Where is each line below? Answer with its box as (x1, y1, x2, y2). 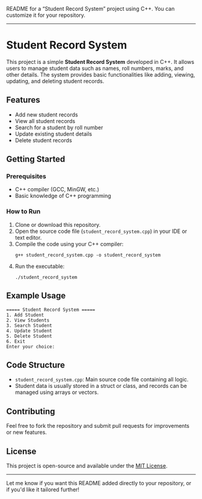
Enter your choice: (6, 343, 55, 349)
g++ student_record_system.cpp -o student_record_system (14, 252, 161, 258)
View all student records (14, 117, 76, 124)
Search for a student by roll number (14, 124, 103, 131)
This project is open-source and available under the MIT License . (6, 462, 168, 469)
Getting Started (6, 154, 66, 165)
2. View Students (6, 317, 50, 323)
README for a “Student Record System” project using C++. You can (6, 5, 175, 12)
